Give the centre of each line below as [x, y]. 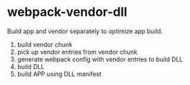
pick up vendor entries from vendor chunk [77, 52]
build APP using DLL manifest [59, 74]
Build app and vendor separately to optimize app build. [85, 31]
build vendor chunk [45, 44]
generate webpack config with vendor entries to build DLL [100, 59]
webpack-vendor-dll [67, 12]
